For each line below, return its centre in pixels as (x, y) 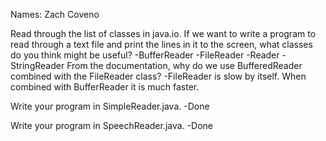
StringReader (37, 65)
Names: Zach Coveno (55, 14)
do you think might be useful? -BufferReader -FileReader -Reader (145, 55)
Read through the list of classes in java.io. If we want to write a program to (163, 33)
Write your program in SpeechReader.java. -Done (111, 125)
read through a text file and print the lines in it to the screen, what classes (161, 44)
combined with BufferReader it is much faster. (105, 87)
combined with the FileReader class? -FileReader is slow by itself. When (158, 76)
